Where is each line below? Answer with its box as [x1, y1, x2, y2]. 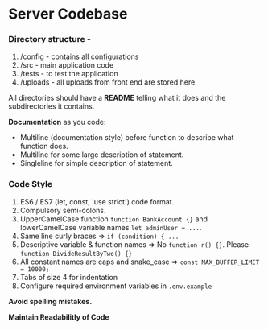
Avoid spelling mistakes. [8, 296, 93, 306]
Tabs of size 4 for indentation [19, 272, 118, 282]
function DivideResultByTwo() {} [19, 250, 133, 258]
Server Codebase [8, 5, 128, 23]
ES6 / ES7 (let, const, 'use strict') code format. [19, 196, 175, 206]
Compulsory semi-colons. [19, 205, 106, 215]
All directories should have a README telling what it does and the [8, 93, 226, 103]
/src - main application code [19, 60, 114, 70]
